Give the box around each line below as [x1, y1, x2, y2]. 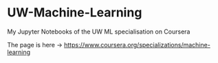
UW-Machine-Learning [7, 5, 142, 21]
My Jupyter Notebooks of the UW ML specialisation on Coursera [7, 27, 190, 36]
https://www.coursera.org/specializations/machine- [64, 40, 211, 49]
